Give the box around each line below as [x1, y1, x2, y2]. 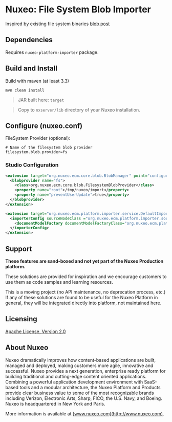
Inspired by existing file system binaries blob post [5, 21, 110, 27]
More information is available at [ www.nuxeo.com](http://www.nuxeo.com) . [5, 410, 164, 417]
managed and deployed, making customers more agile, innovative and [5, 362, 154, 369]
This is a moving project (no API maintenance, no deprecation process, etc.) [5, 289, 166, 295]
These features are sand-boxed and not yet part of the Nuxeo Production [5, 258, 164, 264]
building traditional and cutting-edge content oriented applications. [5, 373, 147, 379]
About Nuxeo [5, 343, 49, 352]
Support [5, 244, 32, 253]
